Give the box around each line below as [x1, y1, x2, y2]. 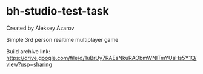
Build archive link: [6, 47, 50, 55]
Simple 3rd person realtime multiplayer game [6, 36, 119, 43]
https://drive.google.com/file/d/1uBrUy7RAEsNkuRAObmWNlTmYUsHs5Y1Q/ [6, 54, 197, 61]
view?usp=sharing [6, 61, 53, 68]
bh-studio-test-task [6, 4, 109, 18]
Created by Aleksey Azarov [6, 24, 75, 32]
